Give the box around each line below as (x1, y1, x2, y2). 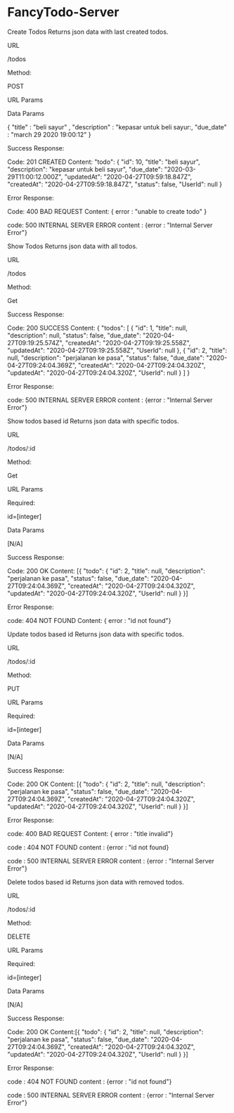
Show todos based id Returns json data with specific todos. (7, 416, 179, 425)
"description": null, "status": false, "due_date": (7, 331, 142, 340)
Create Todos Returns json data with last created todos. (7, 27, 169, 36)
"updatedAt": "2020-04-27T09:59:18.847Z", (64, 172, 193, 181)
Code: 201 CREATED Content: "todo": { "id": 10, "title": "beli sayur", (7, 157, 200, 166)
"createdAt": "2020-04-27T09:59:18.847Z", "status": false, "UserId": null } (7, 180, 223, 188)
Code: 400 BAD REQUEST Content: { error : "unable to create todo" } (7, 207, 207, 215)
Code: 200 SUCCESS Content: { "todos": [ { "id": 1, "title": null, (7, 323, 188, 332)
